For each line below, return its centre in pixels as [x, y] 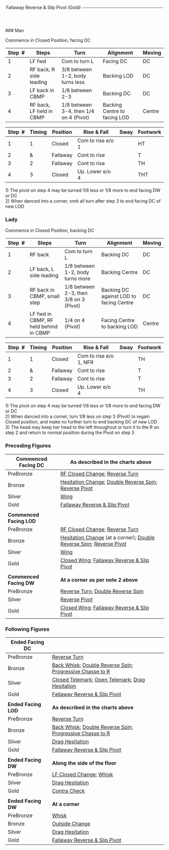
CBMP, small [45, 296]
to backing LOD [120, 326]
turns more [77, 278]
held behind [44, 326]
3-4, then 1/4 [78, 111]
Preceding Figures [28, 446]
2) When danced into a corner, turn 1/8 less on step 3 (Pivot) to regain [77, 416]
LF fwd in [40, 314]
